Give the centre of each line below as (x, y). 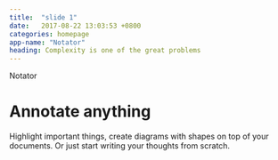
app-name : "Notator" (48, 42)
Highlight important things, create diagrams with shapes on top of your (139, 136)
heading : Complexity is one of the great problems (105, 51)
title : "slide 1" (43, 17)
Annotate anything (80, 112)
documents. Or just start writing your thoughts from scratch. (119, 146)
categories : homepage (49, 34)
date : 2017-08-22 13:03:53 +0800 (75, 26)
